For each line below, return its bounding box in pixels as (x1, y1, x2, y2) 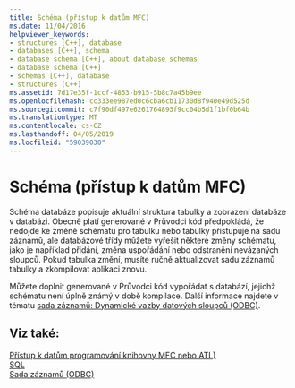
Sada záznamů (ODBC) (9, 368, 95, 379)
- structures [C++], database (9, 38, 122, 47)
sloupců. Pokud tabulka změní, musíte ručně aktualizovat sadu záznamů (9, 254, 275, 264)
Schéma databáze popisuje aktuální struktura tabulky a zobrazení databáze (9, 206, 287, 217)
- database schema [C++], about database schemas (9, 55, 198, 64)
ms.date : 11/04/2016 (9, 22, 87, 30)
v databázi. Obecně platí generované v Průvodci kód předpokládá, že (9, 216, 265, 227)
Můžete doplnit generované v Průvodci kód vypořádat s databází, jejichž (9, 280, 276, 291)
